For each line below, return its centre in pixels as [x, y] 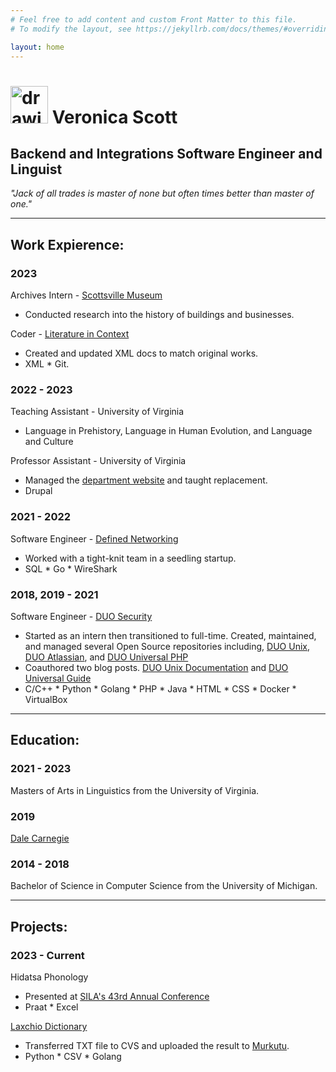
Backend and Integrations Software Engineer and [166, 153]
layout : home [37, 47]
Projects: [39, 926]
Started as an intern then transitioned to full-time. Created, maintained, [170, 635]
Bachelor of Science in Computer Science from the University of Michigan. [164, 886]
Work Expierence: [67, 244]
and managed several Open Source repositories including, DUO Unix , [167, 646]
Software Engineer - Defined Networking [94, 538]
